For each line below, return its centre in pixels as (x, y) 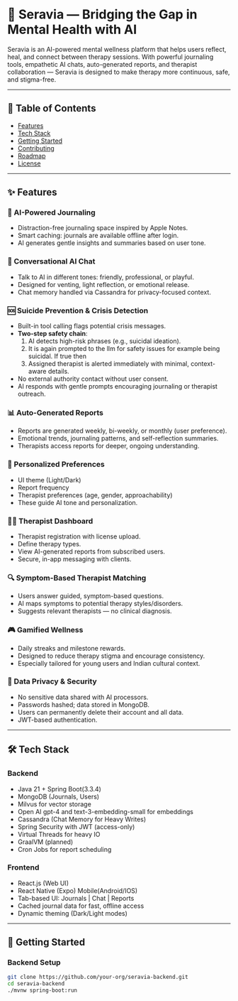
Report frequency (43, 487)
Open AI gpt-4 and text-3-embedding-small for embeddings (105, 811)
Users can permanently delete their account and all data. (101, 712)
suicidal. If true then (57, 356)
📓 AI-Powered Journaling (51, 212)
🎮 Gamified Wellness (45, 630)
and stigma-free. (32, 79)
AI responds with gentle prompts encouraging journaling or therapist (118, 386)
